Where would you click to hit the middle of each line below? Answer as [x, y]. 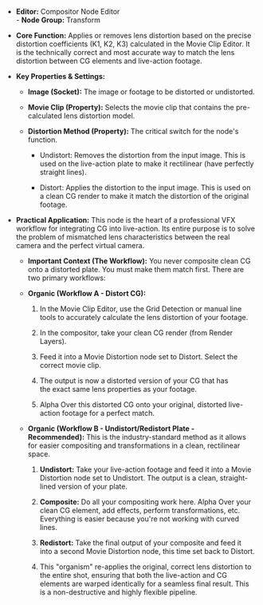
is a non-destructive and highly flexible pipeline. [118, 592]
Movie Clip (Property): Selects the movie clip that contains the [131, 107]
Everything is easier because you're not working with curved [139, 519]
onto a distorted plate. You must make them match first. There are [136, 269]
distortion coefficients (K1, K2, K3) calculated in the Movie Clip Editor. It [133, 44]
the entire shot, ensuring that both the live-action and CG [133, 575]
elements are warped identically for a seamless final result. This [144, 583]
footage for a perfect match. [108, 413]
